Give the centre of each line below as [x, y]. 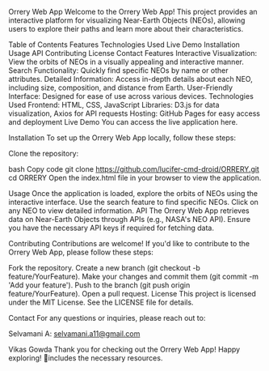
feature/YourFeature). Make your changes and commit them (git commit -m [134, 276]
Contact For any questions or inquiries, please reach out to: [107, 318]
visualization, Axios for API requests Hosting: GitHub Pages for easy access [134, 113]
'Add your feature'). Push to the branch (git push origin [99, 285]
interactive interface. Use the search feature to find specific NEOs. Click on [133, 202]
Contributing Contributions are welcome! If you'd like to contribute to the [129, 243]
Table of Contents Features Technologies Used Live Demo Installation [124, 45]
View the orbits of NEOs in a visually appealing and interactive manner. [126, 62]
